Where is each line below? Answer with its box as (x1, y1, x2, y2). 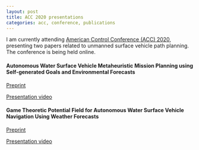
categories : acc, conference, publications (6, 20, 116, 25)
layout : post (6, 8, 39, 15)
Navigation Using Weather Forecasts (6, 113, 99, 120)
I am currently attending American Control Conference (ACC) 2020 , (6, 36, 171, 43)
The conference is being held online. (6, 49, 96, 56)
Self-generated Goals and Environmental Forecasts (6, 68, 135, 75)
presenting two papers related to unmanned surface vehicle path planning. (6, 42, 189, 49)
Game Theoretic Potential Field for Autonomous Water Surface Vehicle (6, 107, 184, 114)
